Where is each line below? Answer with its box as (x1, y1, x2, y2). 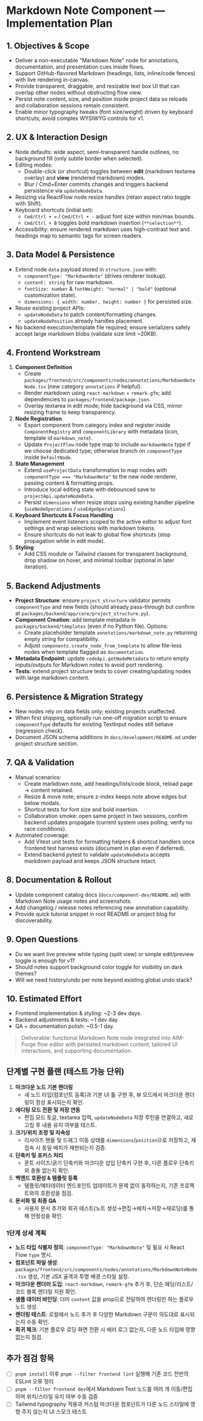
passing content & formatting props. (24, 479, 115, 487)
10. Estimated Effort (6, 993, 82, 1003)
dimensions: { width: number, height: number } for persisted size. (24, 298, 193, 305)
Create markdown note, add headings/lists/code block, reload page (24, 780, 193, 787)
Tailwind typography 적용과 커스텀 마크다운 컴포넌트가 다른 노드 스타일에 (15, 1400, 189, 1408)
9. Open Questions (6, 934, 79, 945)
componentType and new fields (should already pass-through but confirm (15, 604, 195, 611)
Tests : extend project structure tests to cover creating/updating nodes (15, 668, 191, 675)
